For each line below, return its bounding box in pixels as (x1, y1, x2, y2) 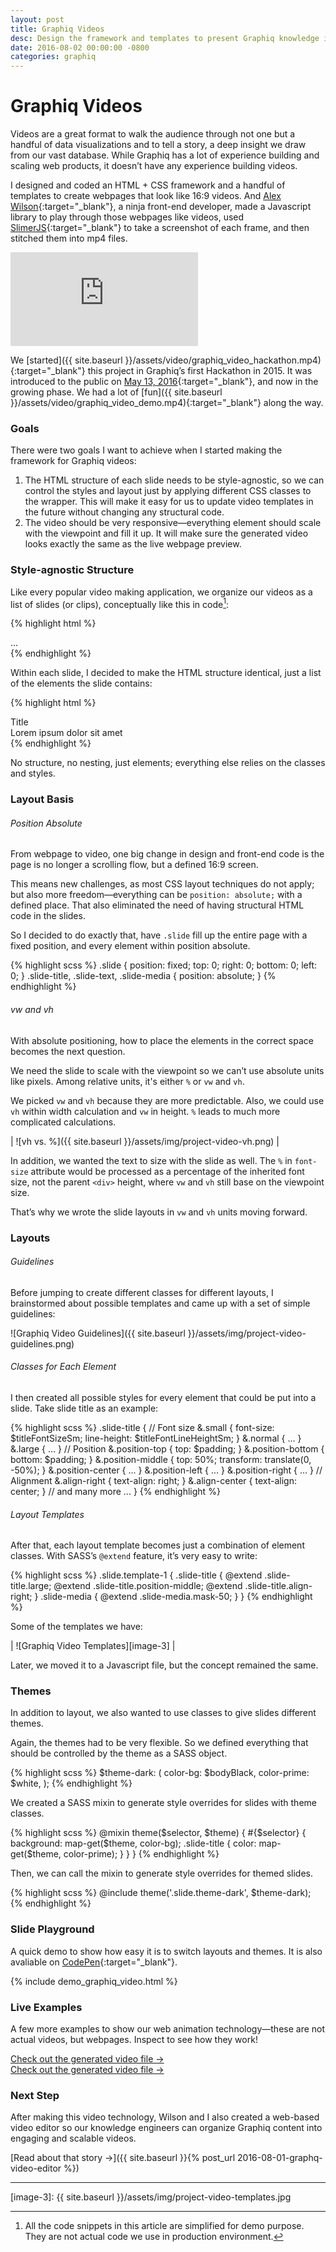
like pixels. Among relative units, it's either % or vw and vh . (10, 1075, 245, 1087)
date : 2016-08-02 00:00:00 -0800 (10, 42, 150, 53)
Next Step (10, 2088, 60, 2102)
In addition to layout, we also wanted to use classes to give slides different (10, 1707, 317, 1719)
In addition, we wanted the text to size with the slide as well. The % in (10, 1154, 293, 1166)
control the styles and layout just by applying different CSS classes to (24, 485, 312, 497)
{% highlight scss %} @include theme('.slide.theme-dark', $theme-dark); (10, 1887, 312, 1899)
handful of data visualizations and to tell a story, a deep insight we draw (10, 139, 307, 151)
